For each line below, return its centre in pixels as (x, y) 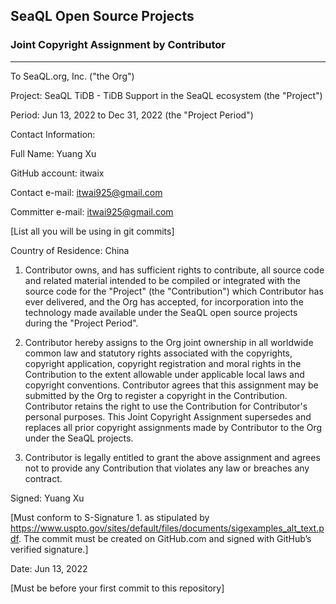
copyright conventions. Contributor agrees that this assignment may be (171, 385)
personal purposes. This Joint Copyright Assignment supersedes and (168, 416)
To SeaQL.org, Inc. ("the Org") (72, 76)
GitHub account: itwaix (57, 173)
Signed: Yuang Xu (47, 498)
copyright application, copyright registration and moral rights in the (163, 363)
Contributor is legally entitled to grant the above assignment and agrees (172, 457)
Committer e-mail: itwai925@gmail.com (92, 211)
